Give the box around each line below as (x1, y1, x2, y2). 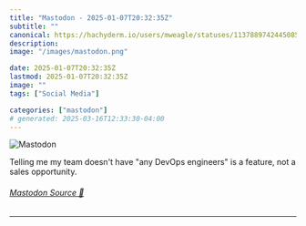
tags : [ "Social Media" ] (9, 88, 100, 98)
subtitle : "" (9, 22, 59, 31)
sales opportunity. (9, 166, 77, 178)
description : (9, 38, 59, 48)
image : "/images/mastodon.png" (9, 47, 128, 56)
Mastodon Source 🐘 (9, 187, 85, 198)
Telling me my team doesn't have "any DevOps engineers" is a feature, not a (9, 157, 296, 168)
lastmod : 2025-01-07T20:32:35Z (9, 72, 128, 82)
